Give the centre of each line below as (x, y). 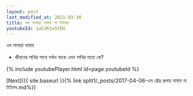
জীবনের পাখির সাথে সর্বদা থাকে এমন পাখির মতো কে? (59, 57)
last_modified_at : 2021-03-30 (44, 17)
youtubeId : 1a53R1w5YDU (36, 28)
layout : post (22, 12)
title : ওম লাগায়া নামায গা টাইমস (38, 23)
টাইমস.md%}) (21, 88)
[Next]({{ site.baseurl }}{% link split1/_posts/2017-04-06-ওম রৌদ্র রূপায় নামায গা (96, 80)
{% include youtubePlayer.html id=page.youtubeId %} (73, 69)
